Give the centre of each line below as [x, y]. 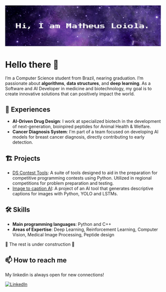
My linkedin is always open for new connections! [55, 275]
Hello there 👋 [32, 64]
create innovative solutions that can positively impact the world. [70, 94]
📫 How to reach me [36, 260]
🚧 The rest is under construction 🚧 [40, 244]
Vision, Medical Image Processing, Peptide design [63, 234]
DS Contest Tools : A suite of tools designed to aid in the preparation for [85, 173]
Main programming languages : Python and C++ [62, 224]
